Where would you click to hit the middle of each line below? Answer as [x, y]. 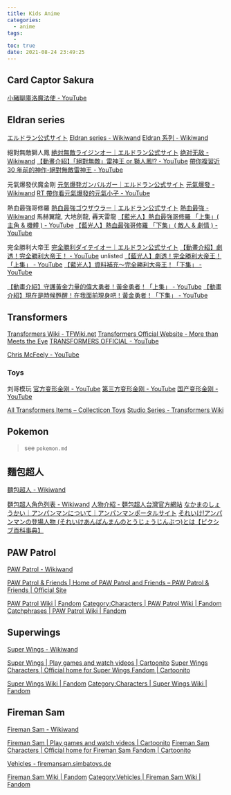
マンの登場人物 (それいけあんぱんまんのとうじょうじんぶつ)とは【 [107, 522]
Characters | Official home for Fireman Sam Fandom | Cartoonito [99, 750]
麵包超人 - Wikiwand [36, 490]
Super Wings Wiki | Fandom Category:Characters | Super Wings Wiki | [107, 684]
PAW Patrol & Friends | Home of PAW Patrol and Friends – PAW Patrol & [108, 583]
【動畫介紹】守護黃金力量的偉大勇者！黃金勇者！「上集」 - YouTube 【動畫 [114, 286]
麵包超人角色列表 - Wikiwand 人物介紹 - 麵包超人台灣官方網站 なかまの [108, 504]
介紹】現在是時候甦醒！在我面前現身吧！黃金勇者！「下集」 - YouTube [108, 295]
